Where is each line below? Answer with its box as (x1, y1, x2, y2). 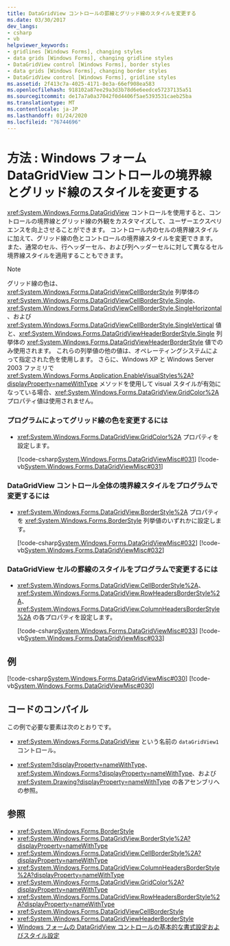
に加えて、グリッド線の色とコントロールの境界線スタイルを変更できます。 (7, 234, 217, 242)
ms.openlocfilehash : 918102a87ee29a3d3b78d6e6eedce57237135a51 (7, 86, 192, 93)
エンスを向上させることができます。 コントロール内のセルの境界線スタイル (7, 226, 219, 234)
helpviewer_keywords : (7, 42, 69, 49)
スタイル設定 (23, 931, 60, 939)
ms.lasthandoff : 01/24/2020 (7, 112, 88, 119)
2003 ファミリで (7, 364, 54, 372)
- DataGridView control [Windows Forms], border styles (7, 61, 170, 68)
